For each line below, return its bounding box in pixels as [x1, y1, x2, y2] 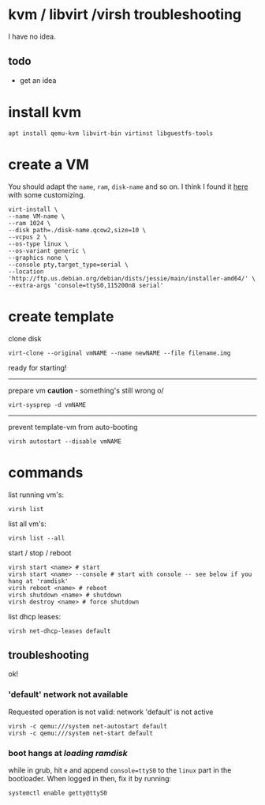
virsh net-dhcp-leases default [8, 626, 111, 635]
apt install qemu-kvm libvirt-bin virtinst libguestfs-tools [8, 129, 214, 137]
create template [8, 307, 114, 325]
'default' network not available [8, 689, 129, 700]
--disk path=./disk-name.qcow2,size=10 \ [8, 226, 147, 234]
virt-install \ [8, 205, 58, 213]
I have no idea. [8, 32, 57, 41]
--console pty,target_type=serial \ [8, 261, 129, 269]
